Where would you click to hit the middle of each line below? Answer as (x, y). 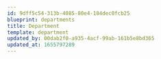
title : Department (33, 26)
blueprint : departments (41, 20)
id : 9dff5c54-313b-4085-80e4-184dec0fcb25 (69, 13)
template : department (38, 32)
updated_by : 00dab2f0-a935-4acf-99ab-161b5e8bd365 (81, 39)
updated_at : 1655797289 (41, 45)
